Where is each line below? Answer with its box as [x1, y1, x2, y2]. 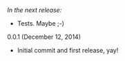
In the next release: [7, 6, 62, 14]
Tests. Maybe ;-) [17, 19, 64, 27]
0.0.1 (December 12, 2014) [7, 33, 81, 41]
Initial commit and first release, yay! [17, 46, 119, 54]
